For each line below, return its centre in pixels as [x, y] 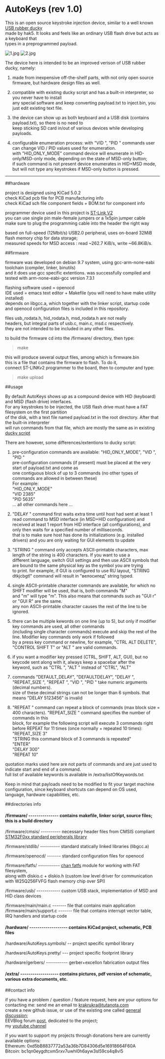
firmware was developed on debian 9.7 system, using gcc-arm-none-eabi [80, 262]
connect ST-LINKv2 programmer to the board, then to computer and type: [80, 368]
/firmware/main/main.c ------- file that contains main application [70, 906]
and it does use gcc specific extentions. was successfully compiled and [78, 273]
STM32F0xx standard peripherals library [46, 837]
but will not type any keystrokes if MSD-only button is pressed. [76, 169]
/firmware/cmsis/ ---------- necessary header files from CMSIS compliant [80, 832]
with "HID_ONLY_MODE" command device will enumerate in [73, 153]
